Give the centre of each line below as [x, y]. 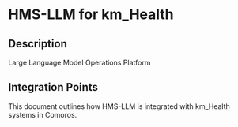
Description [38, 44]
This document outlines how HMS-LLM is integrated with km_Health [119, 106]
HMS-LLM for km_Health [91, 15]
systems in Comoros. [43, 114]
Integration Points [53, 87]
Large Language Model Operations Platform [79, 62]
